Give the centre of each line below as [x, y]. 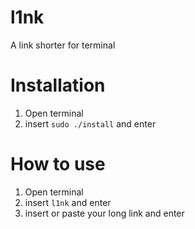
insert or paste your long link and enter [104, 213]
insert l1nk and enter [68, 202]
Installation [58, 85]
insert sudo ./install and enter [90, 123]
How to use [58, 164]
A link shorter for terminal [63, 45]
